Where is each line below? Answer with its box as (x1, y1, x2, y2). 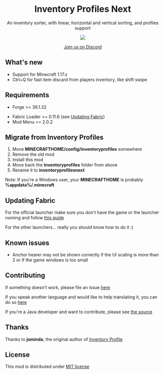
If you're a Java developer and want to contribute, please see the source (5, 309, 153, 315)
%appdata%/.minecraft (5, 182, 55, 188)
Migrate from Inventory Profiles (5, 133, 104, 141)
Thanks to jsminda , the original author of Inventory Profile (5, 336, 123, 342)
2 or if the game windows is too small (12, 257, 88, 263)
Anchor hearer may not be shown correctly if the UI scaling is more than (12, 252, 159, 257)
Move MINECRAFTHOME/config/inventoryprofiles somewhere (12, 146, 142, 152)
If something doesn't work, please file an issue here (5, 284, 110, 290)
